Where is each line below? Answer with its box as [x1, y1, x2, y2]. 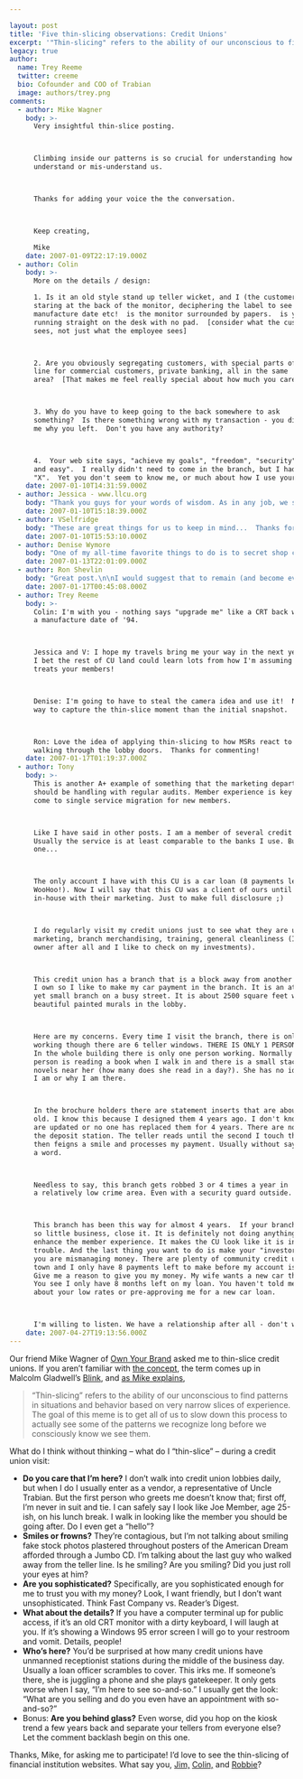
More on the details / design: [32, 276, 151, 285]
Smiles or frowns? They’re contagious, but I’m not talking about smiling [22, 1530, 289, 1541]
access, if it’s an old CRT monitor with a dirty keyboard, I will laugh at [22, 1616, 280, 1627]
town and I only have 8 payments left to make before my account [32, 1262, 284, 1271]
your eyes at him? [22, 1569, 88, 1579]
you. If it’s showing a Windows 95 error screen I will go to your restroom [22, 1626, 290, 1637]
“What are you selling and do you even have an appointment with [22, 1693, 265, 1704]
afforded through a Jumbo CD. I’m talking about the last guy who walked [22, 1550, 292, 1560]
